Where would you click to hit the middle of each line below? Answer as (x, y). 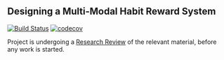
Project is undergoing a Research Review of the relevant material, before (112, 42)
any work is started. (36, 49)
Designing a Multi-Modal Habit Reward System (112, 12)
